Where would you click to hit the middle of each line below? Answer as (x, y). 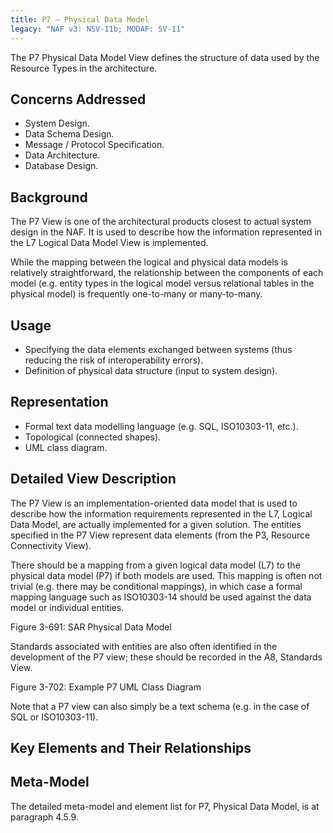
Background (49, 197)
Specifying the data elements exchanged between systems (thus (158, 349)
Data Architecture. (62, 155)
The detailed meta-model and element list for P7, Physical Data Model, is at (165, 806)
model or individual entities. (67, 607)
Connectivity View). (51, 545)
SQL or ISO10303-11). (54, 717)
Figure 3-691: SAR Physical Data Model (91, 627)
